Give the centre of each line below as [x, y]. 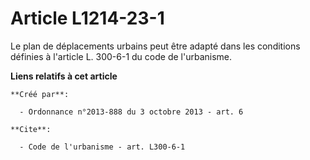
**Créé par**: [40, 94]
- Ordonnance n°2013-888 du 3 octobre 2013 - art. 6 [131, 112]
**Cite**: [31, 129]
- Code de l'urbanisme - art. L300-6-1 [102, 147]
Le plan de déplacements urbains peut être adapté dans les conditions [155, 46]
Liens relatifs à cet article [64, 76]
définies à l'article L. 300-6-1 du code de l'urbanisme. [121, 56]
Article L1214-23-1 [87, 18]
